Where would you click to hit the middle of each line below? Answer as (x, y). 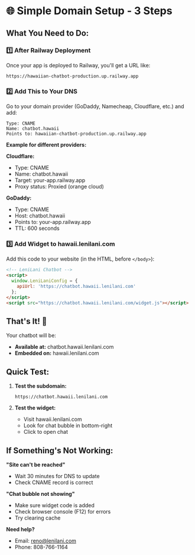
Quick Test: (27, 371)
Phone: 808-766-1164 (41, 547)
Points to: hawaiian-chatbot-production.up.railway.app (76, 134)
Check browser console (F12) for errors (63, 512)
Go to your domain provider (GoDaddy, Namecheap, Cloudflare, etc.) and (95, 106)
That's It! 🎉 (27, 321)
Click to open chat (46, 432)
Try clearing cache (38, 518)
